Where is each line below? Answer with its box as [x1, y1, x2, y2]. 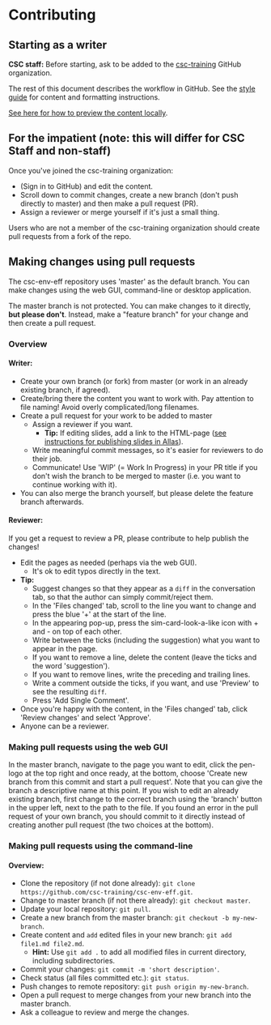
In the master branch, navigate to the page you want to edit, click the [8, 760, 238, 770]
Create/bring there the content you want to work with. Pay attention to [19, 393, 254, 403]
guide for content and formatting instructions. [8, 92, 160, 102]
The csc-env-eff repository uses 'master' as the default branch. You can [8, 276, 250, 286]
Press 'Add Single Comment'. [32, 695, 129, 705]
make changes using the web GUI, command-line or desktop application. [8, 285, 252, 295]
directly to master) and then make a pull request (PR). [19, 199, 199, 208]
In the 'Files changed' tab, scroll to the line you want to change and [32, 600, 256, 610]
